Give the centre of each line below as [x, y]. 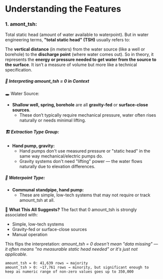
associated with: [21, 215]
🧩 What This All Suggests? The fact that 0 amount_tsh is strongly [71, 209]
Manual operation [30, 235]
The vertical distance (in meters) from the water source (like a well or [75, 49]
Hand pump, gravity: [33, 146]
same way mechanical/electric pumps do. [61, 156]
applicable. [16, 254]
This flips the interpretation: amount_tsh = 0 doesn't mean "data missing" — [81, 244]
